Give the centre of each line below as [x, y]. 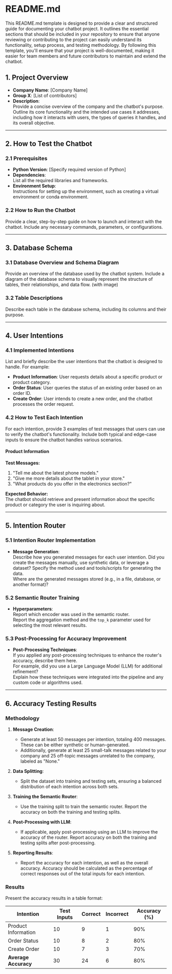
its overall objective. [34, 123]
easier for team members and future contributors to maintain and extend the [86, 56]
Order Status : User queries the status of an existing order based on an [87, 388]
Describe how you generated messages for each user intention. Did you [89, 557]
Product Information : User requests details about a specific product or [88, 377]
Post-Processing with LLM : [42, 822]
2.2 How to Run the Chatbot [40, 210]
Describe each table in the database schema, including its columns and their [86, 309]
